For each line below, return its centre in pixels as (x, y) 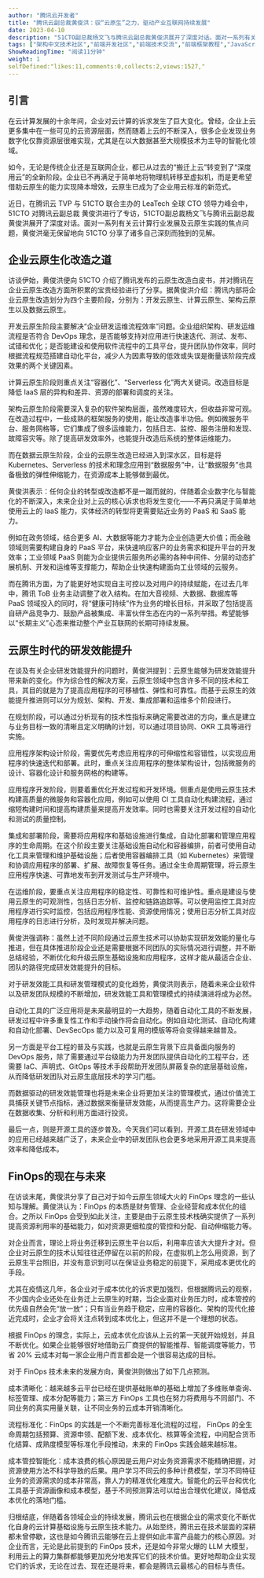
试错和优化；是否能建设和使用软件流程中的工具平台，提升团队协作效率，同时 (132, 346)
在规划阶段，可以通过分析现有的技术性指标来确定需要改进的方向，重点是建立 (132, 717)
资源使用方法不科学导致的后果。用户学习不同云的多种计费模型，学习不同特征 (132, 1471)
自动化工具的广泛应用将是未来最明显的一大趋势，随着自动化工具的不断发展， (132, 1011)
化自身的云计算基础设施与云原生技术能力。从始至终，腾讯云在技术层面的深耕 (132, 1527)
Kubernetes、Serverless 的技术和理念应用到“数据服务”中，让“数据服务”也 (127, 465)
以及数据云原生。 (42, 310)
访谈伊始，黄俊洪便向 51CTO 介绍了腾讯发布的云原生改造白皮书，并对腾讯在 (131, 281)
